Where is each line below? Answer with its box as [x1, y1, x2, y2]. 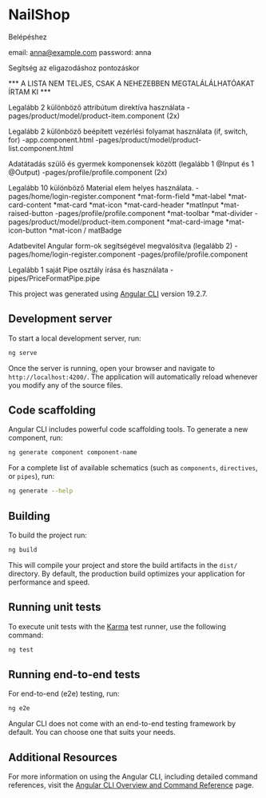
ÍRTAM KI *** [8, 86, 52, 97]
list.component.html [8, 143, 74, 153]
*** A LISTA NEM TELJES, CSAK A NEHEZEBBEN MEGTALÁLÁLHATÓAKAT [8, 78, 255, 88]
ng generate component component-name [8, 449, 137, 457]
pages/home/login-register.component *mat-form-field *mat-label [8, 191, 226, 201]
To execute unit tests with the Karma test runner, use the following [8, 621, 226, 631]
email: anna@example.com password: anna [8, 47, 152, 57]
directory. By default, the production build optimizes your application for [8, 569, 246, 578]
